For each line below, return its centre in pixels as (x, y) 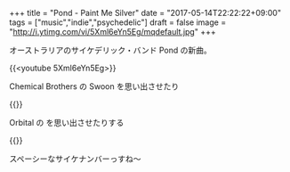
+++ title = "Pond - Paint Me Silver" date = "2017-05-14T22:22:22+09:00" (145, 13)
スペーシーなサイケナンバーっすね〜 (75, 159)
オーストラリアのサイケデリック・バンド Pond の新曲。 (110, 50)
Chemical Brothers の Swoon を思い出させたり (94, 86)
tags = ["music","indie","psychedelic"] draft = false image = (118, 22)
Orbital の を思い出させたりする (67, 123)
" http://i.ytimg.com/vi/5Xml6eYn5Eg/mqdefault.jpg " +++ (113, 32)
